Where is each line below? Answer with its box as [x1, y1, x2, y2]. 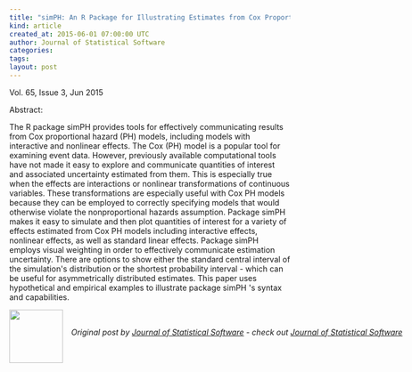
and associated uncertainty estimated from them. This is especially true [9, 168, 273, 179]
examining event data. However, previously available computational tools [9, 150, 276, 160]
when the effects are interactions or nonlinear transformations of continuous [9, 178, 290, 189]
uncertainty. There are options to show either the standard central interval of [9, 254, 291, 264]
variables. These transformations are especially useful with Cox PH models [9, 188, 285, 198]
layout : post [9, 63, 58, 72]
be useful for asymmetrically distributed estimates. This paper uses [9, 272, 257, 283]
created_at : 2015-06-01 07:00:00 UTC [9, 29, 150, 38]
